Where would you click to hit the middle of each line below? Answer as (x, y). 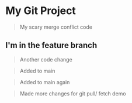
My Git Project (41, 11)
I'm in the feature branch (51, 45)
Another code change (46, 59)
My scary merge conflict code (56, 27)
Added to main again (45, 82)
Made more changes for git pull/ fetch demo (73, 93)
